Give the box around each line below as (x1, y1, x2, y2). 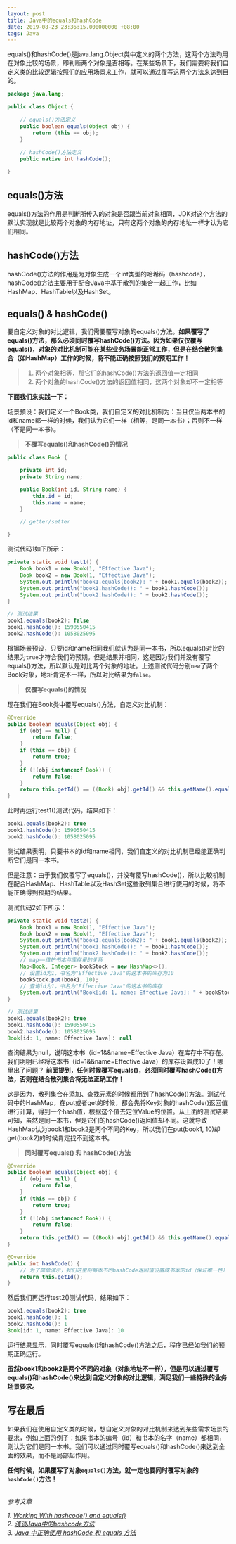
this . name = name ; (32, 499, 86, 506)
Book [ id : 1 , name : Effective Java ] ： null (7, 1035, 133, 1042)
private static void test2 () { (7, 917, 99, 924)
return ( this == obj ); (32, 129, 99, 136)
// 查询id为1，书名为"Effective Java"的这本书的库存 (20, 983, 163, 990)
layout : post (7, 10, 46, 18)
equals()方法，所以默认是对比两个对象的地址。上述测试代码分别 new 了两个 (7, 661, 219, 670)
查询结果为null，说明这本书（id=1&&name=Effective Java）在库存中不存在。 (7, 1048, 228, 1057)
